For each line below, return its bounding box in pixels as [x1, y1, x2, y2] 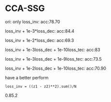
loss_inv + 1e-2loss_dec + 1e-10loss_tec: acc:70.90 [5, 65, 106, 71]
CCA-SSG [5, 3, 45, 14]
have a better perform [5, 75, 49, 80]
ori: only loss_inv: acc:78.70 [5, 19, 60, 25]
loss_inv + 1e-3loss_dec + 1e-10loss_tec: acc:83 [5, 47, 100, 52]
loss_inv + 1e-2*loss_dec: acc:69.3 [5, 37, 74, 43]
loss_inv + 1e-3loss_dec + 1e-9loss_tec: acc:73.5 [5, 56, 102, 62]
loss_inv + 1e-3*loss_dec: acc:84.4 [5, 28, 75, 34]
